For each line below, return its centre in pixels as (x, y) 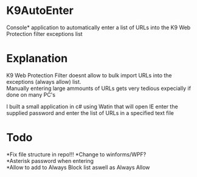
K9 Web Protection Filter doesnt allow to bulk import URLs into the (89, 75)
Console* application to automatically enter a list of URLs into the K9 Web (98, 27)
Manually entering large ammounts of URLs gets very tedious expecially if (99, 88)
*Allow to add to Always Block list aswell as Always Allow (78, 167)
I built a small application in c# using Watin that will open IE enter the (92, 106)
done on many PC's (31, 94)
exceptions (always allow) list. (44, 82)
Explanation (37, 59)
